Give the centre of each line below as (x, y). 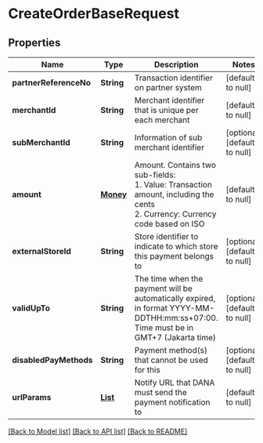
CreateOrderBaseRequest (94, 14)
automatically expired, (175, 298)
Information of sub (168, 138)
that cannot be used (171, 360)
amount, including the (174, 194)
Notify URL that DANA (175, 383)
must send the (161, 392)
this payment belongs (174, 256)
